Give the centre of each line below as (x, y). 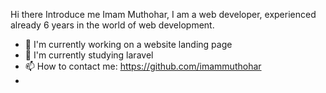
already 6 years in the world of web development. (112, 25)
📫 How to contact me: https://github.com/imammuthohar (143, 66)
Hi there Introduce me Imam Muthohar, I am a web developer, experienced (163, 14)
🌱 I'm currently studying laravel (89, 55)
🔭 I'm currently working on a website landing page (128, 44)
